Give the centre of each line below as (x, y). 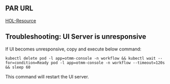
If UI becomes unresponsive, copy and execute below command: (73, 49)
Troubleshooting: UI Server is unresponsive (76, 37)
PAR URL (19, 8)
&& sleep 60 (18, 67)
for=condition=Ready (27, 63)
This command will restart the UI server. (47, 76)
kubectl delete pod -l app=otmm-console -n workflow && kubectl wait (81, 58)
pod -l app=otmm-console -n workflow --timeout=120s (108, 63)
